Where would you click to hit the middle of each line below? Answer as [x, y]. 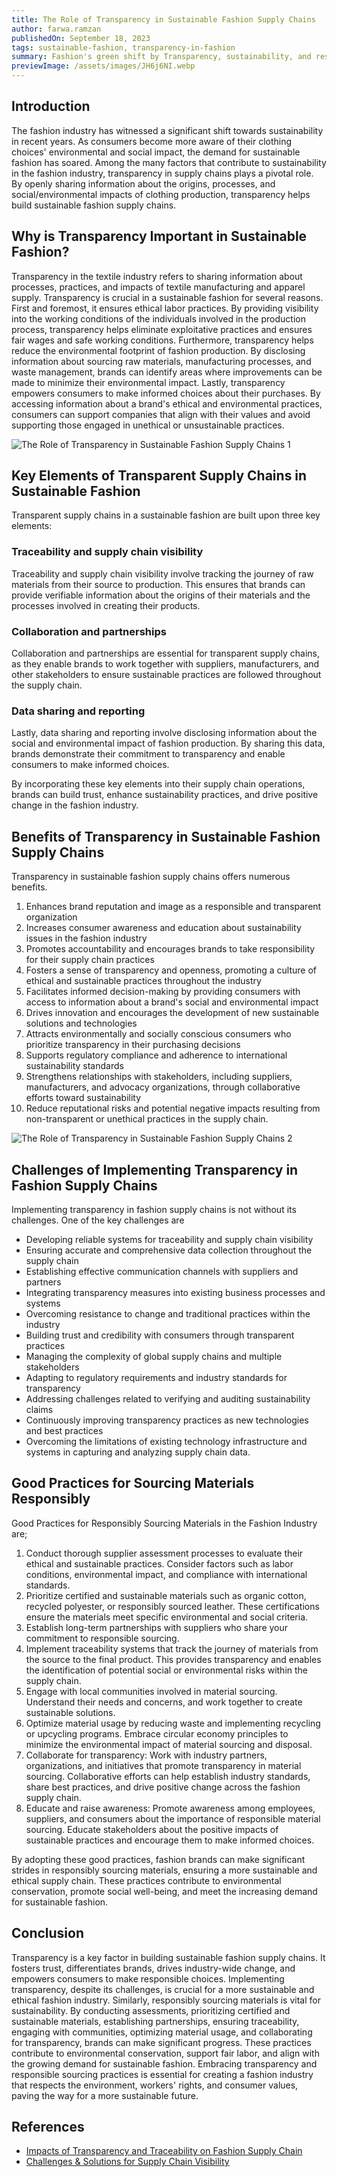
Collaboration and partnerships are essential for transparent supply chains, [166, 653]
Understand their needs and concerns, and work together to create [164, 1702]
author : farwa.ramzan [56, 29]
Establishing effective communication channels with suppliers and [162, 1271]
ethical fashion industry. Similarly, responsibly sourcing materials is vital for [166, 2000]
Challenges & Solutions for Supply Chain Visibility [127, 2162]
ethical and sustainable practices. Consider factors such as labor [159, 1563]
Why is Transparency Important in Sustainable [159, 236]
